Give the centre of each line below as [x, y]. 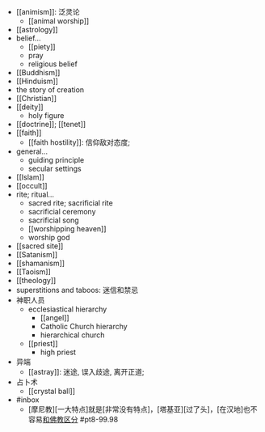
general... [32, 151]
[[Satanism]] [37, 254]
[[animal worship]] [59, 21]
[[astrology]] [37, 30]
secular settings [55, 169]
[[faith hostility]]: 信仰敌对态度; [79, 142]
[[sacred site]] [40, 246]
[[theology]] [36, 280]
